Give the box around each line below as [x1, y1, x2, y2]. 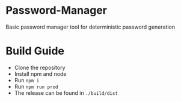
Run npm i [14, 76, 40, 84]
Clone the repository [14, 64, 66, 71]
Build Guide [5, 44, 64, 58]
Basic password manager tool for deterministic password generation [5, 23, 176, 30]
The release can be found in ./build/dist [14, 89, 118, 96]
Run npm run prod [14, 83, 58, 90]
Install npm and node [14, 70, 67, 78]
